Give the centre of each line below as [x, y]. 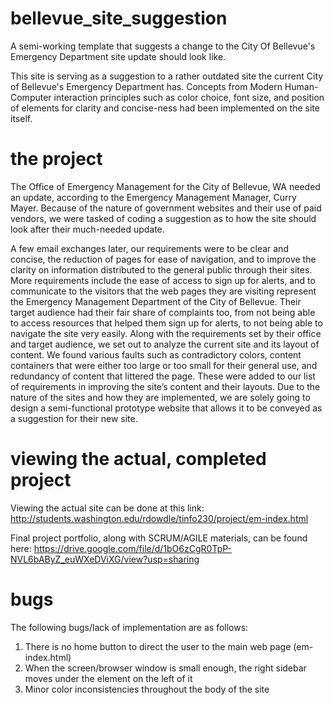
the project [56, 159]
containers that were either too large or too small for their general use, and [164, 365]
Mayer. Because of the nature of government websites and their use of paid [166, 208]
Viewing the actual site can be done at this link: [107, 508]
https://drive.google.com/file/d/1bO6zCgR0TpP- [132, 548]
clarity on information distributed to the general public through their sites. [161, 269]
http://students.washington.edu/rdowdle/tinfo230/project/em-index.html [159, 518]
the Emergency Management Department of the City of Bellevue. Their [156, 301]
